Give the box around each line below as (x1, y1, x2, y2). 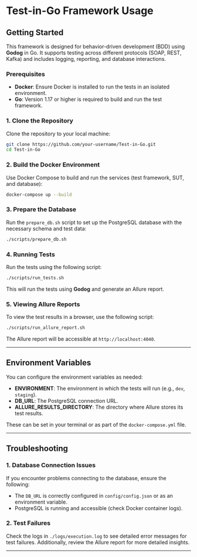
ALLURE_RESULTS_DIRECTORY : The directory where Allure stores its (14, 403, 184, 410)
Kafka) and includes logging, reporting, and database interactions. (6, 56, 166, 62)
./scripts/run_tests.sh (6, 274, 64, 281)
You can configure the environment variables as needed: (6, 373, 143, 381)
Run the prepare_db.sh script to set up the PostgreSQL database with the (6, 219, 182, 226)
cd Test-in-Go (6, 147, 41, 153)
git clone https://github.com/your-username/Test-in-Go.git (6, 141, 157, 147)
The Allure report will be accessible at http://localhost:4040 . (6, 335, 155, 342)
